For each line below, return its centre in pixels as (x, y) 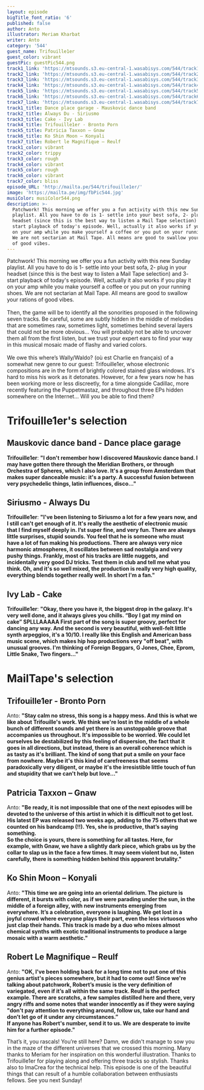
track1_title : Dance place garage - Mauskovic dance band (81, 108)
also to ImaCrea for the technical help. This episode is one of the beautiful (99, 1067)
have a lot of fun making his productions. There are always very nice (95, 543)
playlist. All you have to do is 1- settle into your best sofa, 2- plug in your (97, 267)
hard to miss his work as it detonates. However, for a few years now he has (100, 376)
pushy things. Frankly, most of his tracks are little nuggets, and (88, 556)
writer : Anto (23, 40)
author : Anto (23, 29)
